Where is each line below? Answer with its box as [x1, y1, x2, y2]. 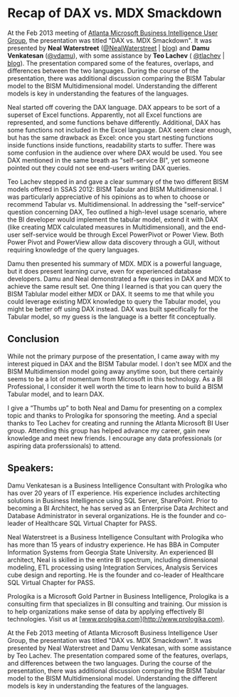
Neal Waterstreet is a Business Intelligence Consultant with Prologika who [7, 532, 224, 541]
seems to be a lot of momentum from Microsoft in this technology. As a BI [7, 374, 223, 383]
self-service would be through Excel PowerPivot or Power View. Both [22, 230, 224, 239]
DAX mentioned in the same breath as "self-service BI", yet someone [7, 155, 210, 165]
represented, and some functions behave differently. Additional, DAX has [7, 118, 221, 126]
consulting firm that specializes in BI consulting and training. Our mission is [7, 599, 228, 608]
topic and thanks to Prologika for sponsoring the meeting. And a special [7, 411, 218, 420]
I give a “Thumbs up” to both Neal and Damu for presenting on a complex [7, 403, 223, 412]
